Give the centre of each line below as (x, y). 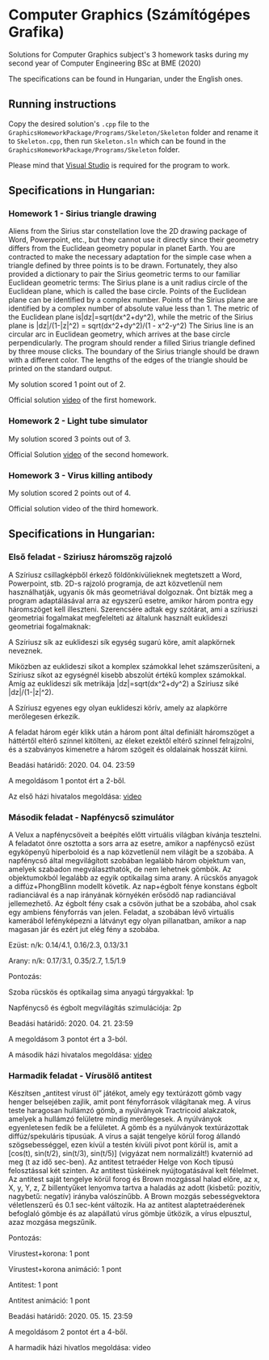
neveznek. (25, 650)
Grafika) (36, 32)
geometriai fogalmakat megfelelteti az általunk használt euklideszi (118, 617)
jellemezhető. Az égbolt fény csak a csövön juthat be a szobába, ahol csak (132, 904)
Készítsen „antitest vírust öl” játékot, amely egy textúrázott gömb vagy (125, 1093)
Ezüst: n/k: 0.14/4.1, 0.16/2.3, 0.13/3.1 (68, 945)
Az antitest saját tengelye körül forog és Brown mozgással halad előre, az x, (134, 1180)
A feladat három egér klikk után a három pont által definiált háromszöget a (132, 732)
